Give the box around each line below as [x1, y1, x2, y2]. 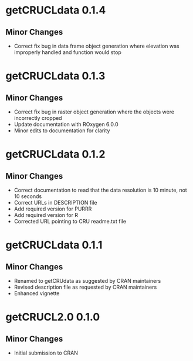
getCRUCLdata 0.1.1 [5, 239, 103, 252]
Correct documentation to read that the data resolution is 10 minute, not [13, 186, 187, 193]
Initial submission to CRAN [13, 349, 79, 356]
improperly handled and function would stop [13, 49, 121, 56]
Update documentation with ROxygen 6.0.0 [13, 121, 118, 128]
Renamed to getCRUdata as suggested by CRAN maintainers [13, 278, 161, 284]
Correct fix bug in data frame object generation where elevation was [13, 42, 180, 49]
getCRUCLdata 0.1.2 [5, 148, 106, 161]
